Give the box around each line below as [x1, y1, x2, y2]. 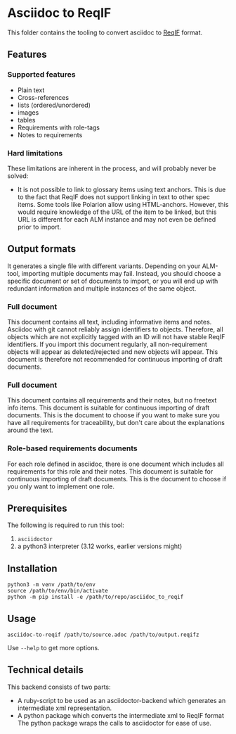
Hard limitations [7, 148, 63, 158]
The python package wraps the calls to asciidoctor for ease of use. [17, 719, 212, 727]
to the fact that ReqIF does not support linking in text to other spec [17, 192, 211, 201]
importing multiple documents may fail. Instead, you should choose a [21, 269, 221, 277]
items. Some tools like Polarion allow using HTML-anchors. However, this [17, 200, 229, 208]
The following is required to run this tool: [7, 521, 124, 529]
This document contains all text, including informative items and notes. [7, 318, 212, 327]
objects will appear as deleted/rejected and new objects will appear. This [7, 348, 218, 356]
